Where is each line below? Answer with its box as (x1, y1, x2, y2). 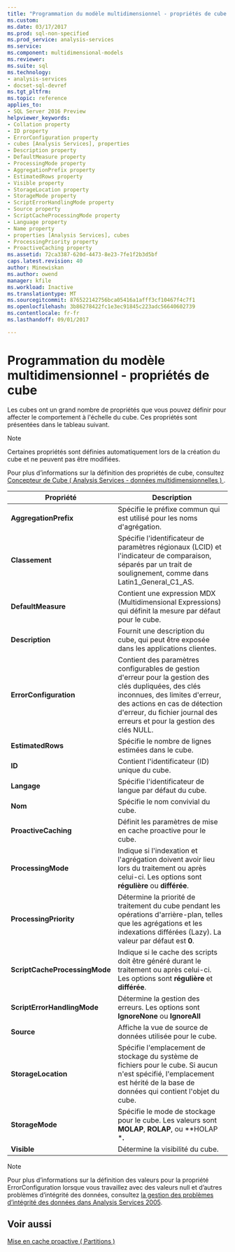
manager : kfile (7, 277, 52, 284)
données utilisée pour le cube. (117, 1031, 217, 1041)
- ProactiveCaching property (7, 244, 92, 252)
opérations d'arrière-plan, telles (117, 910, 223, 919)
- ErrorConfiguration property (7, 134, 99, 141)
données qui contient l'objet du (117, 1086, 220, 1096)
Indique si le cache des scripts (117, 947, 218, 957)
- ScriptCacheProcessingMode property (7, 212, 120, 219)
